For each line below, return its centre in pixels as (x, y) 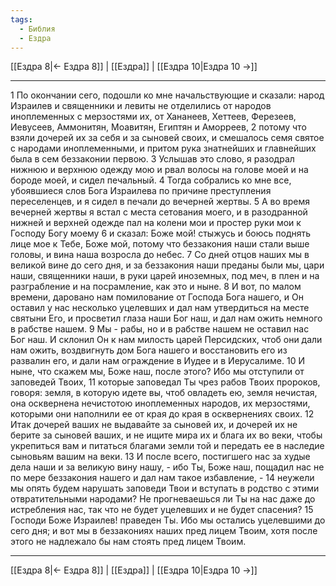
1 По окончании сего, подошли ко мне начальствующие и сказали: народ (167, 95)
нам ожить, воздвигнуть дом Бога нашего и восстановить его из (149, 350)
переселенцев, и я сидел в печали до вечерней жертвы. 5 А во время (160, 202)
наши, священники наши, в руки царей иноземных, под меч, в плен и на (165, 276)
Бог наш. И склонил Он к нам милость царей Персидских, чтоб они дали (166, 340)
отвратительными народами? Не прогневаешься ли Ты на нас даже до (163, 499)
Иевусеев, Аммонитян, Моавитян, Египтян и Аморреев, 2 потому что (158, 127)
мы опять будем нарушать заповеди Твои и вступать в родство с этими (165, 488)
